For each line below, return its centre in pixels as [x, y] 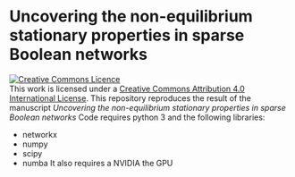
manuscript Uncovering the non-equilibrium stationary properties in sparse [147, 107]
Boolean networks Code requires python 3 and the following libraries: [137, 117]
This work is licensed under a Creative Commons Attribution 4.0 [127, 88]
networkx [40, 134]
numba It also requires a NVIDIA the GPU [97, 163]
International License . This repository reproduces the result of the [131, 98]
